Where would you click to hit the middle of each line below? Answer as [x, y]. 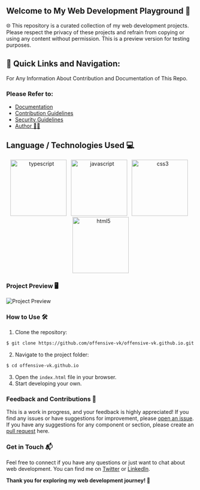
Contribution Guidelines [44, 113]
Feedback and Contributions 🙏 [51, 399]
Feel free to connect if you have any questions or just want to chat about [96, 462]
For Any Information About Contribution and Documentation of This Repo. [97, 78]
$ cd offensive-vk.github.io [43, 366]
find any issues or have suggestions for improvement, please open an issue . [100, 418]
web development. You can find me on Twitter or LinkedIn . [78, 468]
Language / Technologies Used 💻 [70, 145]
